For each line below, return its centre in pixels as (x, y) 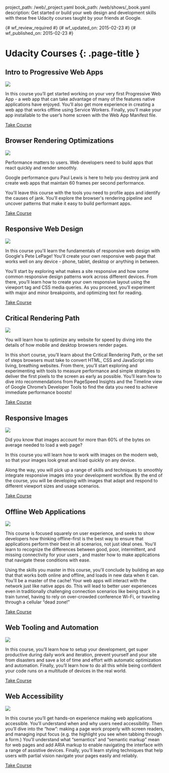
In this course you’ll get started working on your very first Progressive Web (83, 94)
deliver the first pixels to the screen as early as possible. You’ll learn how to (84, 376)
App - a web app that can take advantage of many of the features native (80, 99)
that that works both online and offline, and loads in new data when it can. (82, 575)
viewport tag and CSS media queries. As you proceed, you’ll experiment (80, 287)
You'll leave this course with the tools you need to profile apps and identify (83, 192)
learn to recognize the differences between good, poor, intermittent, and (80, 549)
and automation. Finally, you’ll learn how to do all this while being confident (83, 665)
